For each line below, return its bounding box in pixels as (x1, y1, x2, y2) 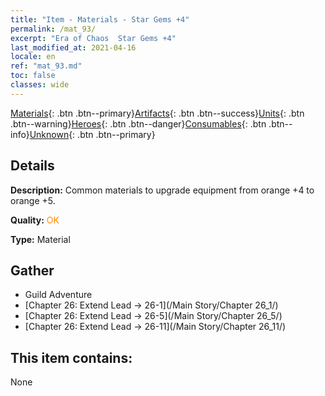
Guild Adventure (24, 289, 93, 301)
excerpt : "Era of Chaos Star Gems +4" (10, 33, 177, 43)
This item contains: (10, 349, 133, 366)
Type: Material (10, 233, 71, 245)
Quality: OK (10, 214, 60, 226)
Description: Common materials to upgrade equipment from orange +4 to (10, 184, 315, 196)
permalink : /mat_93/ (10, 24, 97, 34)
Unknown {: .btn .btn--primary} (29, 128, 156, 140)
